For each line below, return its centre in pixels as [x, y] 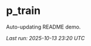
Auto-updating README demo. [43, 27]
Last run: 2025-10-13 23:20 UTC [45, 38]
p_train [23, 11]
